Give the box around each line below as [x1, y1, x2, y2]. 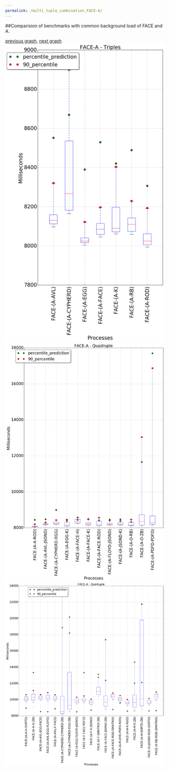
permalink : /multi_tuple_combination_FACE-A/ [5, 8, 102, 13]
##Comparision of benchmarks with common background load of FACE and [5, 23, 163, 29]
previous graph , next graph [5, 38, 62, 44]
